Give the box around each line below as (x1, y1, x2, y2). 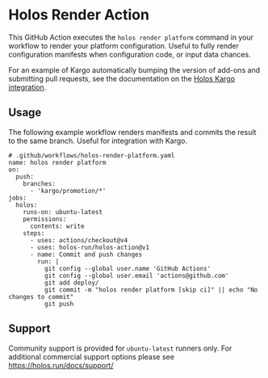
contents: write (29, 222, 85, 230)
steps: (23, 229, 45, 237)
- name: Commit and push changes (29, 250, 143, 258)
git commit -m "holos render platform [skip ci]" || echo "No (44, 285, 258, 294)
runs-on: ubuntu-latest (23, 208, 103, 216)
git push (44, 300, 74, 308)
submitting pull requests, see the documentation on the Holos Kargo (8, 73, 236, 83)
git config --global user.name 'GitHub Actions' (44, 264, 211, 272)
